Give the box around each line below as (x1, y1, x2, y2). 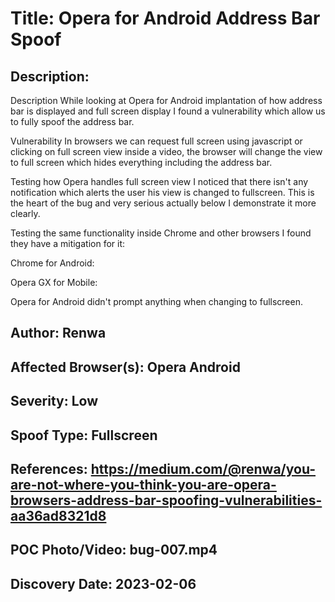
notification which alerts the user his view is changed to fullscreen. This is (10, 187, 315, 198)
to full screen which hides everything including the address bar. (10, 157, 273, 168)
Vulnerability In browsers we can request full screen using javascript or (10, 135, 303, 147)
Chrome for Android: (10, 257, 95, 269)
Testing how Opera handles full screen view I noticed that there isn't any (10, 176, 309, 187)
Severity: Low (10, 393, 99, 410)
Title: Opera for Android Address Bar (10, 7, 321, 30)
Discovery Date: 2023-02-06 (10, 575, 197, 592)
